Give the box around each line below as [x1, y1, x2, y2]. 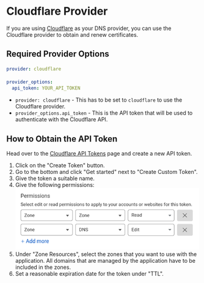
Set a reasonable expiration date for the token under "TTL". [15, 270, 164, 277]
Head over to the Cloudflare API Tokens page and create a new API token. [6, 150, 192, 157]
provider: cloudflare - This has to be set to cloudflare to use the [15, 96, 183, 104]
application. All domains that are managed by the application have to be [15, 257, 195, 264]
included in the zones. [15, 263, 71, 271]
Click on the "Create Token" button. [15, 162, 105, 169]
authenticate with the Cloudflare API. [15, 116, 108, 123]
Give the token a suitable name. [15, 175, 95, 182]
